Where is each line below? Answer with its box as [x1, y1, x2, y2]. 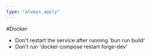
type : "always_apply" [6, 8, 60, 15]
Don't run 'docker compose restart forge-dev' [14, 43, 128, 50]
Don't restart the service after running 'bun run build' [14, 36, 145, 43]
